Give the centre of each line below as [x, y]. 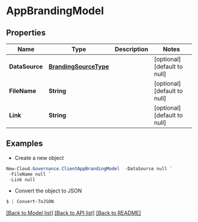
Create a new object [39, 158]
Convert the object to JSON [48, 191]
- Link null [22, 179]
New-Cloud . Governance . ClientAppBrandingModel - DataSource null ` [89, 169]
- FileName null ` [30, 174]
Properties [26, 33]
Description [131, 49]
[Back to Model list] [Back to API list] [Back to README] [74, 213]
